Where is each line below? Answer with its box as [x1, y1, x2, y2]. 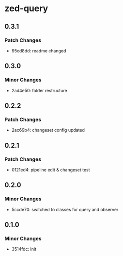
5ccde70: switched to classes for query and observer [11, 206, 119, 212]
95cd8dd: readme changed [11, 48, 66, 53]
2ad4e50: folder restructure [11, 87, 67, 93]
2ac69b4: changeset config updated [11, 127, 85, 133]
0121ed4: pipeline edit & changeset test [11, 167, 90, 172]
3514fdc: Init [11, 246, 37, 252]
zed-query [4, 3, 48, 14]
